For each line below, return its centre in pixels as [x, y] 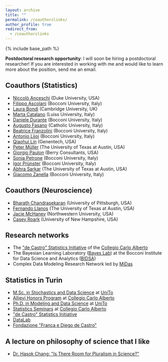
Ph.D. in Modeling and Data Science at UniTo [60, 303]
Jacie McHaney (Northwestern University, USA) [63, 214]
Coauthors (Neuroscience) [49, 190]
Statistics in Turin [34, 280]
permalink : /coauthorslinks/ [36, 20]
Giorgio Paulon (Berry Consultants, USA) [56, 153]
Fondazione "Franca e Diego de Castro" [55, 325]
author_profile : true [28, 24]
